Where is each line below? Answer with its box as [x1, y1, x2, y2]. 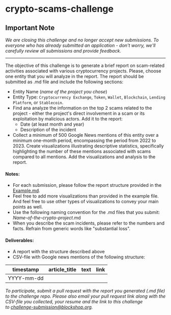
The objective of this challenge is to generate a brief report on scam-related [5, 62, 165, 68]
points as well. [12, 204, 43, 210]
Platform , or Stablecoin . [12, 100, 64, 105]
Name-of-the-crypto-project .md [12, 215, 81, 221]
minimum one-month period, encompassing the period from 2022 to [12, 137, 156, 143]
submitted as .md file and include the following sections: [5, 79, 124, 85]
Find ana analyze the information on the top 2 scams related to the [12, 105, 152, 111]
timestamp [12, 266, 39, 273]
